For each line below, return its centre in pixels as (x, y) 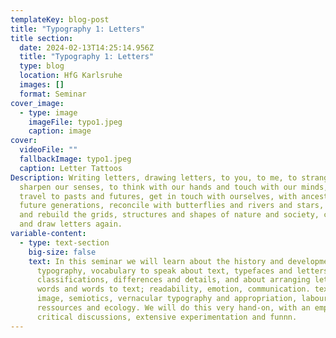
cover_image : (37, 103)
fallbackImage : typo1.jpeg (75, 159)
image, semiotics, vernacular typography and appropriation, (167, 299)
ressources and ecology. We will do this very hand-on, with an (173, 308)
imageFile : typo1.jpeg (75, 122)
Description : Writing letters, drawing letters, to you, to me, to (154, 177)
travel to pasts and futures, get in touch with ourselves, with (158, 196)
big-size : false (62, 252)
